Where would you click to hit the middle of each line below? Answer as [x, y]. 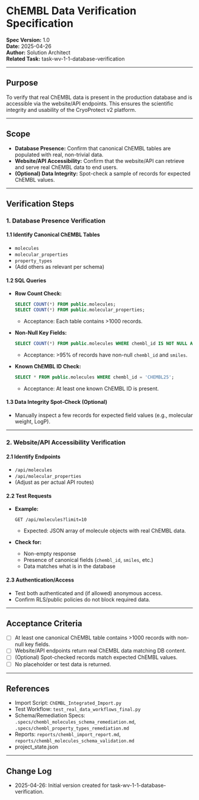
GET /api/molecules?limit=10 [51, 520]
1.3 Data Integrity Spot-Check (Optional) [57, 402]
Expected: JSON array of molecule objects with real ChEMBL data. [105, 531]
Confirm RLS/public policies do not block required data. [82, 599]
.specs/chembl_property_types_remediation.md [72, 729]
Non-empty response [50, 554]
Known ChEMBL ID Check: [48, 366]
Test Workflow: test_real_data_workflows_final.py [78, 709]
